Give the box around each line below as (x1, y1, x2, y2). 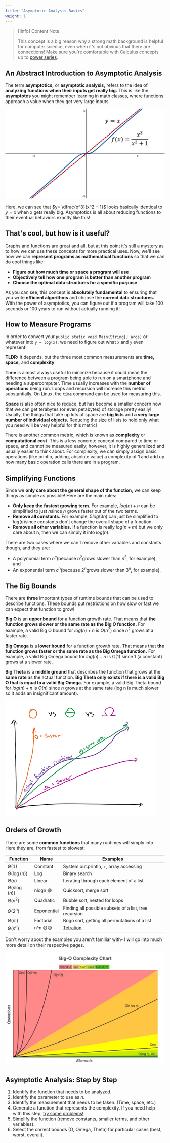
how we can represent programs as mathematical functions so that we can (5, 253, 165, 259)
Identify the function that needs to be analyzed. (12, 1089, 112, 1095)
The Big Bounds (5, 582, 57, 590)
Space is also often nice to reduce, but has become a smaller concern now (5, 401, 162, 407)
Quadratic (34, 897, 55, 903)
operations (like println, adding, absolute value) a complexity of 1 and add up (5, 454, 165, 460)
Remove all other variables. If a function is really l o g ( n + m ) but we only (12, 524, 163, 530)
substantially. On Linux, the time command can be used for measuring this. (5, 391, 161, 397)
